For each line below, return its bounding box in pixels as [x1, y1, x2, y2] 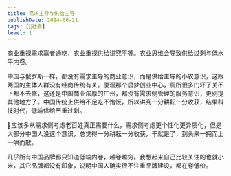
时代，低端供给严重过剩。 [12, 107, 86, 115]
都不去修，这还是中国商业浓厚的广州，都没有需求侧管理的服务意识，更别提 [12, 89, 224, 98]
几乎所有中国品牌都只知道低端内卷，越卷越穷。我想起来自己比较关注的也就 [7, 153, 218, 162]
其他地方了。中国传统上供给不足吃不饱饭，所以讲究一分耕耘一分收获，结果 [7, 98, 218, 107]
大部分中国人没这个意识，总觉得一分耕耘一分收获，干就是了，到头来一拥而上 [7, 130, 224, 138]
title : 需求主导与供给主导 [7, 10, 76, 17]
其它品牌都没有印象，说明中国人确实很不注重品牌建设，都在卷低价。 [19, 162, 212, 170]
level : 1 [7, 29, 32, 36]
